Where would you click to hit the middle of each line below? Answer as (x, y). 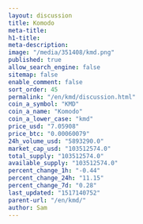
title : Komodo (32, 23)
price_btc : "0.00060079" (49, 133)
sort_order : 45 (33, 89)
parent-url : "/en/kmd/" (47, 200)
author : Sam (28, 207)
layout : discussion (40, 15)
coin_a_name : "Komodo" (45, 112)
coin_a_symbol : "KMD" (44, 104)
